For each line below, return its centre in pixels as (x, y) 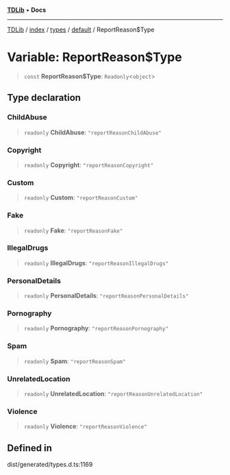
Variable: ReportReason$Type (95, 57)
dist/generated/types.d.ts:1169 (50, 465)
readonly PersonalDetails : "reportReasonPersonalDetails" (106, 296)
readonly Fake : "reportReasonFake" (73, 230)
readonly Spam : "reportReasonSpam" (75, 361)
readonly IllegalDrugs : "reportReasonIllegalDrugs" (96, 263)
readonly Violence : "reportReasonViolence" (85, 426)
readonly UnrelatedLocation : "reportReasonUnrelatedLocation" (113, 394)
